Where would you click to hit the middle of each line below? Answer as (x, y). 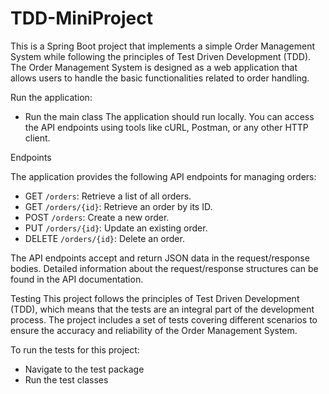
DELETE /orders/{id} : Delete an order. (104, 238)
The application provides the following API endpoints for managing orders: (163, 176)
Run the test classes (66, 379)
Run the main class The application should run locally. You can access (169, 116)
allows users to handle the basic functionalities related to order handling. (160, 78)
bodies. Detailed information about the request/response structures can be (164, 268)
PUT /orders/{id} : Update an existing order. (116, 228)
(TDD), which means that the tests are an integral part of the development (162, 309)
